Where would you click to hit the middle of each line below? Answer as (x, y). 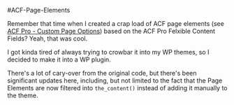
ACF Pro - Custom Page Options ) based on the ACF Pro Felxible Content (111, 31)
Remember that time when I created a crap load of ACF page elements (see (116, 23)
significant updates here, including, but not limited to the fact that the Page (115, 80)
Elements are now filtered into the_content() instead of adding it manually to (117, 88)
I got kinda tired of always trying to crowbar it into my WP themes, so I (108, 52)
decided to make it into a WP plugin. (59, 59)
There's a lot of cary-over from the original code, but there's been (102, 73)
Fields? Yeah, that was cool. (47, 38)
